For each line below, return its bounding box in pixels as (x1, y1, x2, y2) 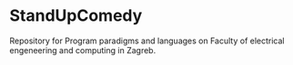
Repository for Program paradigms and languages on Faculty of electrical (9, 35, 285, 46)
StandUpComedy (9, 5, 143, 26)
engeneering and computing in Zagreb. (9, 44, 157, 55)
